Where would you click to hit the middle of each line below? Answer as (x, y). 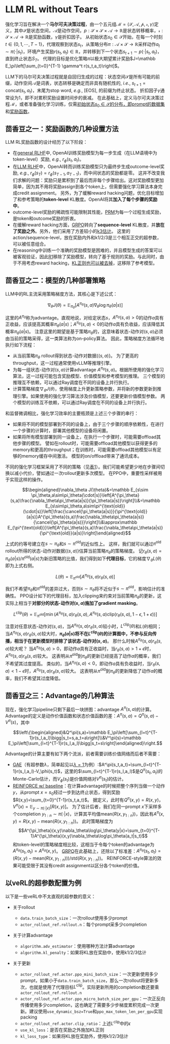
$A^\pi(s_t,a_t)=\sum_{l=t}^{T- (130, 765)
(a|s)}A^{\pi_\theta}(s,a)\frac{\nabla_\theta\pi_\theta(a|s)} (85, 517)
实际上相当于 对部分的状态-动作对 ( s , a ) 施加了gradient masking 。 (73, 603)
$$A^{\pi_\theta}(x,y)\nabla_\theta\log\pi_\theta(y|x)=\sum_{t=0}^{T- (89, 830)
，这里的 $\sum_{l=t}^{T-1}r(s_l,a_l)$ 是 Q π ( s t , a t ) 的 (111, 771)
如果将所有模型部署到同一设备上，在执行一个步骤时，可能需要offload (84, 437)
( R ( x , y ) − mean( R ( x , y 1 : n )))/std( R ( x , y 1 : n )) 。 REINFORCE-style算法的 (85, 859)
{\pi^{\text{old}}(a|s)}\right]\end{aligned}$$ (85, 533)
